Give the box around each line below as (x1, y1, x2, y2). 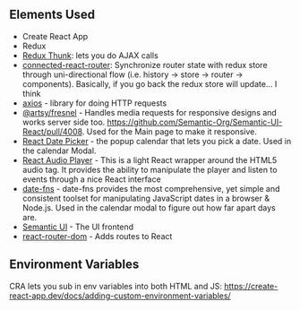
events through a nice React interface (21, 174, 161, 185)
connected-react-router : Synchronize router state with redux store (21, 59, 268, 70)
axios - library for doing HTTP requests (21, 98, 167, 108)
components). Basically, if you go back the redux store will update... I (21, 78, 278, 89)
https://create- (223, 280, 279, 291)
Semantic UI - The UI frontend (21, 221, 134, 232)
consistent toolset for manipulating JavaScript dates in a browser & (21, 193, 270, 203)
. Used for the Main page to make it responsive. (81, 125, 257, 137)
